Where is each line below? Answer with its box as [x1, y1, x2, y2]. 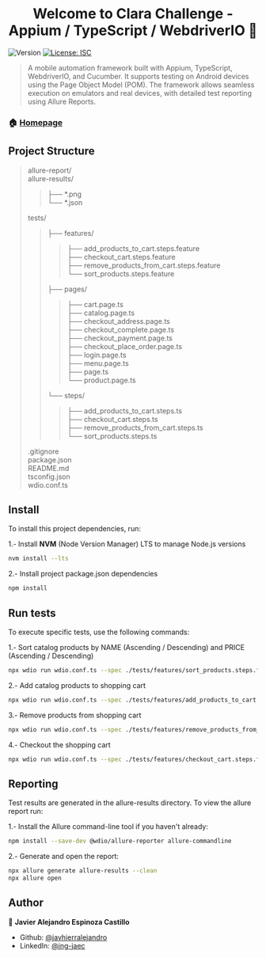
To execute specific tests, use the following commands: [8, 627, 190, 637]
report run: [8, 807, 44, 816]
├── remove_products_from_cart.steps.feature [66, 260, 221, 270]
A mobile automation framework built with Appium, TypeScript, [27, 63, 233, 72]
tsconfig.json [27, 472, 70, 481]
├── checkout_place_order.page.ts [66, 341, 183, 351]
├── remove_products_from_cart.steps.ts [66, 423, 203, 432]
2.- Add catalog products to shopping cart [8, 680, 146, 690]
